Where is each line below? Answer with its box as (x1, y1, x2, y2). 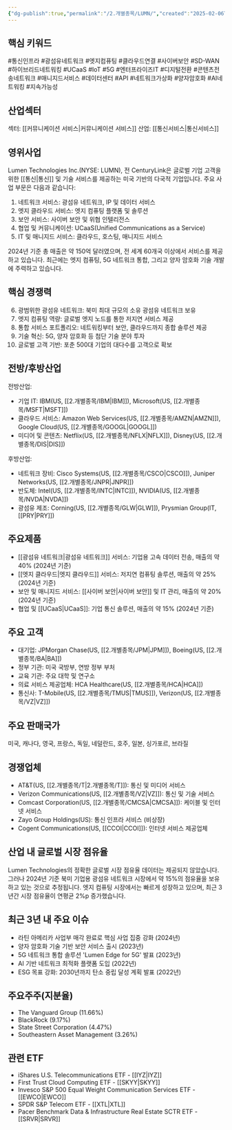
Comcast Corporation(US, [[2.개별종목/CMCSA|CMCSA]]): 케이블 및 (17, 798, 209, 806)
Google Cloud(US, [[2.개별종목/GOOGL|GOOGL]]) (17, 422, 158, 431)
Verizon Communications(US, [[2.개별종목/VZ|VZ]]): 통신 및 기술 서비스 (17, 790, 215, 798)
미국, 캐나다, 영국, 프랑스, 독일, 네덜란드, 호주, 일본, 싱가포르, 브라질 (8, 739, 189, 748)
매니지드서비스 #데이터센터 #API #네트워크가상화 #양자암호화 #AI (41, 74, 218, 83)
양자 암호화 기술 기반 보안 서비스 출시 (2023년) (17, 942, 144, 950)
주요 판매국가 (8, 719, 61, 731)
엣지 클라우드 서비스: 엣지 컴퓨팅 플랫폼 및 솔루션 (17, 207, 149, 215)
